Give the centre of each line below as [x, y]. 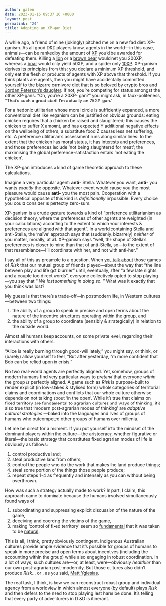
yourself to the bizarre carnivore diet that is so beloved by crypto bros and [81, 85]
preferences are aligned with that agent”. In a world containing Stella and [79, 229]
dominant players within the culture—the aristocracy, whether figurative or [81, 434]
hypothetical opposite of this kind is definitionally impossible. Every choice [81, 198]
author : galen [20, 10]
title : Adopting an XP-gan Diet [38, 28]
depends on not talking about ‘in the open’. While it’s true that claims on [78, 398]
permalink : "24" [22, 24]
